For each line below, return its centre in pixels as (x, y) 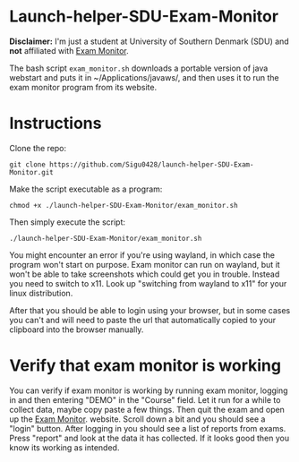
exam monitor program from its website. (83, 87)
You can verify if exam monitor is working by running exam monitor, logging (149, 390)
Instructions (56, 124)
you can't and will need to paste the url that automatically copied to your (143, 320)
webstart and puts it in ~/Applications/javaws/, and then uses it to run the (144, 77)
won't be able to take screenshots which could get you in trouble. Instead (145, 274)
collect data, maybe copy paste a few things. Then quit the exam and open (147, 409)
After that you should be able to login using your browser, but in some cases (150, 310)
